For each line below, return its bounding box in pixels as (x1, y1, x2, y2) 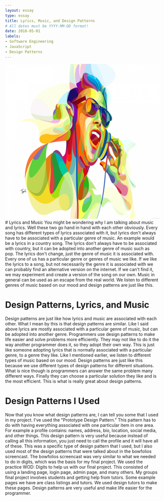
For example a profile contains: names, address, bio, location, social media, (5, 427, 157, 433)
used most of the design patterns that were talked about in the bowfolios (5, 448, 152, 454)
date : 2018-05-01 (5, 29, 41, 34)
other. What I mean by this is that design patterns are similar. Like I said (5, 321, 149, 326)
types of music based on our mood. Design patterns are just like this (5, 357, 143, 363)
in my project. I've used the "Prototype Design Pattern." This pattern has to (5, 417, 156, 423)
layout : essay (5, 8, 34, 13)
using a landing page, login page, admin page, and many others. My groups (5, 469, 158, 475)
